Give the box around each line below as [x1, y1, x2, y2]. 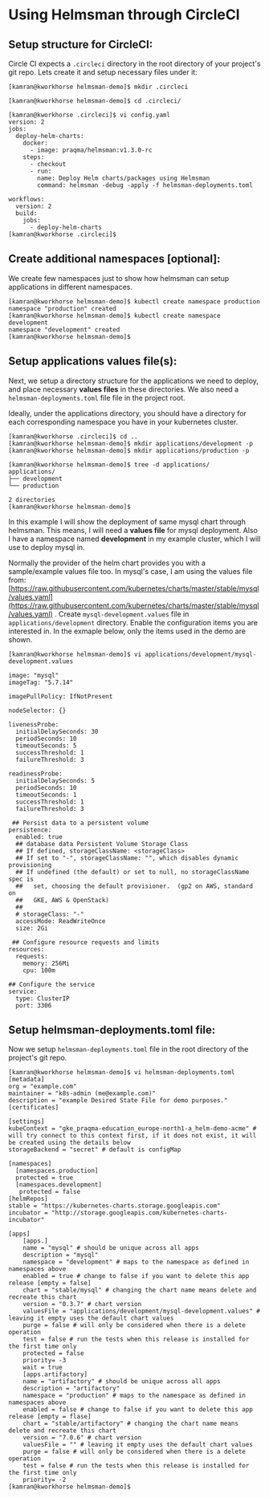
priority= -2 [22, 1476, 67, 1484]
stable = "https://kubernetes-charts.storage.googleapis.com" [8, 1202, 221, 1210]
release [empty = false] [8, 1279, 92, 1288]
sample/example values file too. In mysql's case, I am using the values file [8, 566, 253, 576]
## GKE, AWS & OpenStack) [15, 896, 110, 904]
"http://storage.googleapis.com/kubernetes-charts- [51, 1209, 228, 1217]
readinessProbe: [8, 769, 63, 778]
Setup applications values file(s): [8, 355, 177, 368]
